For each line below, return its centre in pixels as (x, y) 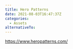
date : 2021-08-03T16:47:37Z (33, 14)
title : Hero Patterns (27, 9)
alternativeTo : (20, 28)
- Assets (18, 23)
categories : (17, 18)
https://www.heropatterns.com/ (36, 41)
